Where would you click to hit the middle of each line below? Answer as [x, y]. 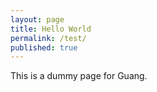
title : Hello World [51, 29]
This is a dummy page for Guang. [79, 76]
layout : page [37, 19]
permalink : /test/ [48, 38]
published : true [44, 47]
